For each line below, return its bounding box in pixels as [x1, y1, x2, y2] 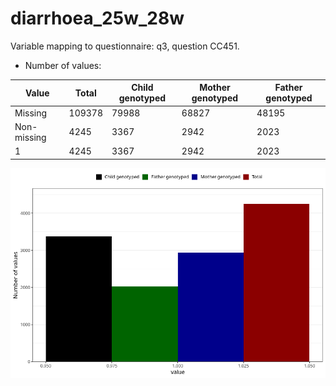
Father [274, 82, 303, 94]
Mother [199, 82, 231, 94]
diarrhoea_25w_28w [10, 7, 185, 30]
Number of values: [24, 59, 102, 71]
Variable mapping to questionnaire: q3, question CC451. [10, 40, 240, 52]
